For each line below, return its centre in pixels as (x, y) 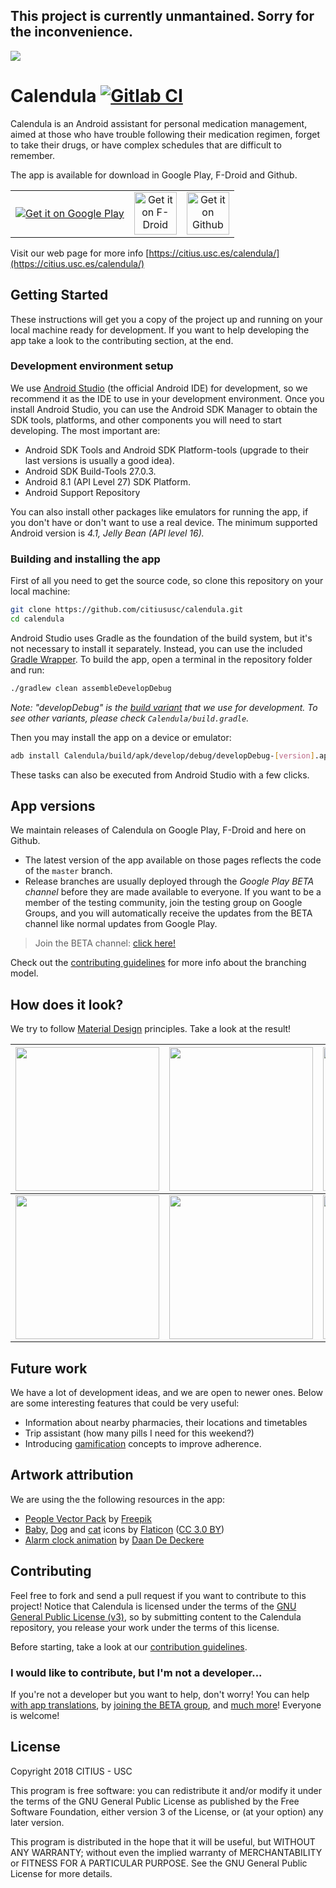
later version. (37, 1822)
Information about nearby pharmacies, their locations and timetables (166, 1423)
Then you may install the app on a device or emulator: (121, 737)
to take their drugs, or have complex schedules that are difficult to (146, 145)
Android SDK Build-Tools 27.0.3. (90, 471)
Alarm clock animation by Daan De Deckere (114, 1540)
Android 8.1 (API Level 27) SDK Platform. (108, 481)
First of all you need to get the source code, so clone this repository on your (167, 581)
